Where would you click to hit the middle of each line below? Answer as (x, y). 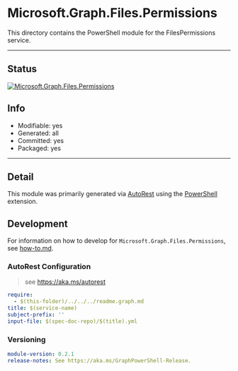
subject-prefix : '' (36, 315)
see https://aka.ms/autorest (65, 282)
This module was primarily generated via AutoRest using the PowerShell (113, 194)
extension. (23, 201)
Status (22, 69)
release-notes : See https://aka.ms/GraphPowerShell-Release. (100, 361)
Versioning (27, 339)
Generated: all (38, 133)
